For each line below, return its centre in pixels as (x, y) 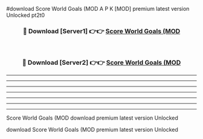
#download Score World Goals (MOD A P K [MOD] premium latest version (98, 9)
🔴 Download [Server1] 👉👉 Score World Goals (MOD (101, 31)
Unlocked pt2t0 (26, 15)
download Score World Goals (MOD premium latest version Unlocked (92, 129)
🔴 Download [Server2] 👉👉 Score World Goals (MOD (101, 63)
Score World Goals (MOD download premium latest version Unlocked (92, 118)
